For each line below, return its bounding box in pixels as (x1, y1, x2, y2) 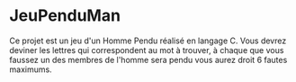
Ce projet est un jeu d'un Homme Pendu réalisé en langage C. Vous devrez (9, 35, 287, 46)
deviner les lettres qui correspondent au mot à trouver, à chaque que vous (9, 44, 284, 55)
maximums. (9, 64, 52, 75)
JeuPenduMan (9, 5, 121, 26)
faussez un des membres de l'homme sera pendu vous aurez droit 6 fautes (9, 54, 288, 65)
